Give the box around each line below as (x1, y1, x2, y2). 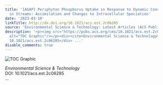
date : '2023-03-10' (5, 16, 45, 21)
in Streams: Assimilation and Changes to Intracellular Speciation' (9, 12, 151, 16)
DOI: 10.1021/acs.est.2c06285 (5, 70, 65, 76)
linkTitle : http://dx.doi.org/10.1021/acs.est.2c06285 (5, 20, 118, 25)
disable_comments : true (5, 43, 53, 48)
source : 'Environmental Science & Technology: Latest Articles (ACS (5, 25, 147, 30)
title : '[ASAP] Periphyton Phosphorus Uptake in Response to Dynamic (5, 7, 149, 12)
